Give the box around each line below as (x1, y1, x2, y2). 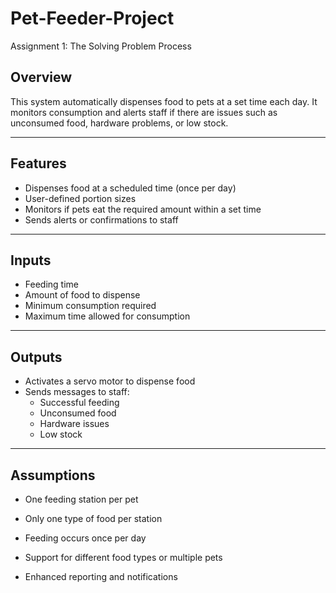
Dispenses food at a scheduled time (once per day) (24, 182, 237, 194)
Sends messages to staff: (24, 386, 130, 398)
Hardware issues (39, 418, 110, 430)
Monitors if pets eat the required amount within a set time (24, 203, 262, 215)
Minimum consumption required (24, 300, 157, 312)
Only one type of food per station (24, 513, 163, 524)
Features (10, 155, 67, 172)
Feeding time (24, 278, 79, 291)
